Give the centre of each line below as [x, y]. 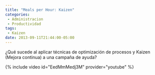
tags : [11, 28]
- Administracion [25, 19]
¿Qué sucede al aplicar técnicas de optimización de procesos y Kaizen [78, 52]
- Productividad [24, 24]
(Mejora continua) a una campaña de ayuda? [51, 57]
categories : [17, 14]
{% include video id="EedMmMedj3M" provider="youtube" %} [70, 67]
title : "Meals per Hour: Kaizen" [40, 10]
